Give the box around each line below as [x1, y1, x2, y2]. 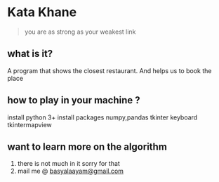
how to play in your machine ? [7, 94, 140, 106]
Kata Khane [7, 4, 77, 20]
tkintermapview [7, 120, 53, 129]
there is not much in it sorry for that [17, 160, 121, 168]
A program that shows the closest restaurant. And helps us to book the [7, 66, 212, 74]
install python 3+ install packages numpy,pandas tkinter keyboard [7, 113, 198, 122]
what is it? [7, 48, 53, 60]
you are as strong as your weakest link [24, 27, 136, 36]
